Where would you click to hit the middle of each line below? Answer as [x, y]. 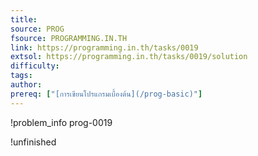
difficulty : [35, 66]
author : [26, 85]
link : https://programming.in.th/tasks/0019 [104, 47]
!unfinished [33, 142]
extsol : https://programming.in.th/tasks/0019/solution [129, 57]
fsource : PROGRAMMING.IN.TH [69, 38]
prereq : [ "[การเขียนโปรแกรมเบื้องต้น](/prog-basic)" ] [106, 94]
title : [24, 19]
